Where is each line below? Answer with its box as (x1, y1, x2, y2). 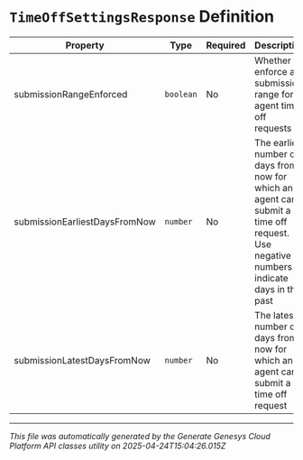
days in (253, 282, 286, 295)
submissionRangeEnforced (14, 87, 128, 100)
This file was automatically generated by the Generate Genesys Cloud (9, 430, 271, 441)
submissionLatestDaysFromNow (14, 354, 151, 366)
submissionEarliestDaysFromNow (14, 215, 156, 227)
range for (253, 87, 294, 100)
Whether (253, 54, 291, 67)
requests (253, 122, 292, 134)
